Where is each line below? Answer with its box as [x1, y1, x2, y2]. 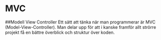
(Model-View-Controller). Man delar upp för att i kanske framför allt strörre [5, 24, 157, 30]
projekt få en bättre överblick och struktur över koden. [5, 29, 115, 35]
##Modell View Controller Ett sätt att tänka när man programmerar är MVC [5, 19, 156, 25]
